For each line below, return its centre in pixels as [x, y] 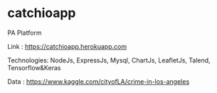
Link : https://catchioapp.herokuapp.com [67, 46]
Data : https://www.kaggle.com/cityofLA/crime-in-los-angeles [99, 81]
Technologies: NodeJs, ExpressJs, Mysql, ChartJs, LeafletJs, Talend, [109, 60]
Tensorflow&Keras [34, 67]
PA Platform [25, 33]
